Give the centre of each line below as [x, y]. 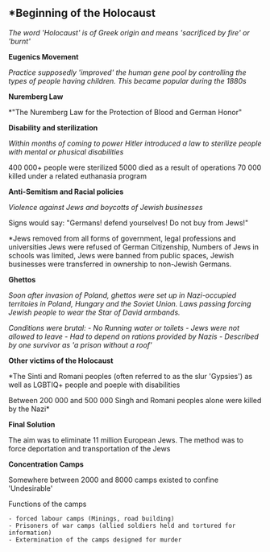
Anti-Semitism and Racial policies [66, 192]
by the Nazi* [29, 409]
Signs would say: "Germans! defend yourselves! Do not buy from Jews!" [129, 222]
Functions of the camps [48, 504]
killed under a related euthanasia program [78, 175]
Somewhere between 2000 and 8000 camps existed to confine [114, 480]
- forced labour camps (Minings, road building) [91, 518]
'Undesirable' [31, 488]
